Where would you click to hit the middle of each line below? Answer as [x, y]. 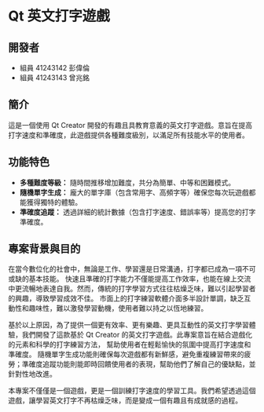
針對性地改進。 [32, 374]
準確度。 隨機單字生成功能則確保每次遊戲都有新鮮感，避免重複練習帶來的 [126, 355]
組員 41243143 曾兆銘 [55, 78]
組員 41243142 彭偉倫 [55, 68]
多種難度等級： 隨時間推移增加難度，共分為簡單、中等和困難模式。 [127, 182]
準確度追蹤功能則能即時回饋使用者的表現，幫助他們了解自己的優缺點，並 [139, 364]
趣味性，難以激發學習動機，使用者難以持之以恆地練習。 [118, 308]
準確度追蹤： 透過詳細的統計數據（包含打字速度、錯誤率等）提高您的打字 [137, 212]
